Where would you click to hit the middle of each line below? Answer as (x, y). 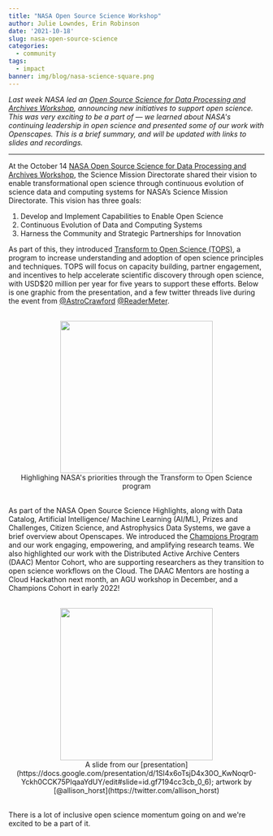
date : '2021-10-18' (41, 31)
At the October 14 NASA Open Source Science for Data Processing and (128, 166)
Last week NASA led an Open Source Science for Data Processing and (127, 99)
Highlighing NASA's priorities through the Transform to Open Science (136, 477)
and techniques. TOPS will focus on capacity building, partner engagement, (135, 266)
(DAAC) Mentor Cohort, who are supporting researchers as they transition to (136, 562)
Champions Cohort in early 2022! (64, 588)
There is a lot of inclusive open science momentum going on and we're (127, 814)
